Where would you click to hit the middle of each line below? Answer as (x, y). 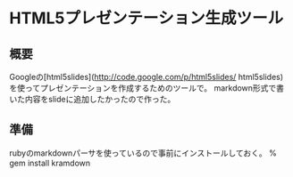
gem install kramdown (50, 163)
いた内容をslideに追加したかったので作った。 (92, 99)
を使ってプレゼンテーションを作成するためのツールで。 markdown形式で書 (146, 88)
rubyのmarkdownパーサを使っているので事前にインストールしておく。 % (143, 153)
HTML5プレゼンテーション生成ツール (146, 18)
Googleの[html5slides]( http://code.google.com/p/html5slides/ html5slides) (146, 77)
